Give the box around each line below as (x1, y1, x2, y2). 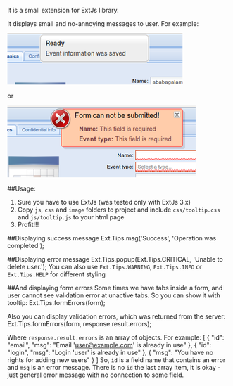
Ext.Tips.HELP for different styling (7, 270, 106, 278)
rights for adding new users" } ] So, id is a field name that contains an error (7, 356, 226, 364)
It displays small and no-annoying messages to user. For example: (7, 20, 199, 27)
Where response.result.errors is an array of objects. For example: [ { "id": (7, 333, 225, 342)
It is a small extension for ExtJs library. (7, 6, 120, 14)
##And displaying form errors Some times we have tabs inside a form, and (7, 284, 223, 292)
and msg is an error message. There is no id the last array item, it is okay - (7, 364, 221, 371)
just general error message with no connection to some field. (7, 371, 184, 379)
